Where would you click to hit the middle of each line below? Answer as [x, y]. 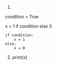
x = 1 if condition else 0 [28, 26]
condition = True [22, 16]
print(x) [20, 57]
